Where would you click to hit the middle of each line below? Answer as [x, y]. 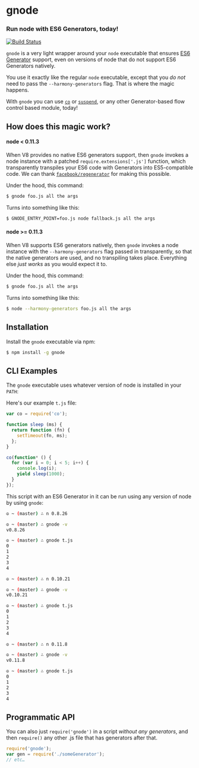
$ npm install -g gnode [36, 352]
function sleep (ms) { [34, 425]
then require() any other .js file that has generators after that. [82, 738]
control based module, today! [42, 108]
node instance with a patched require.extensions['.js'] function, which [96, 162]
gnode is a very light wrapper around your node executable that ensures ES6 [98, 53]
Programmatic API [41, 717]
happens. [18, 90]
